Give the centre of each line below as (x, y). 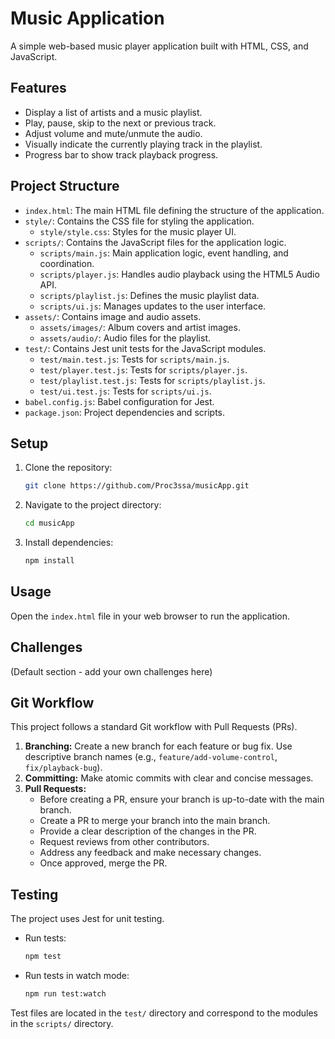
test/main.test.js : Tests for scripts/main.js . (134, 359)
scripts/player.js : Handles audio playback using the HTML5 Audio (179, 274)
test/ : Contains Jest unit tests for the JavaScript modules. (145, 348)
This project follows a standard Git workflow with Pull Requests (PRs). (154, 727)
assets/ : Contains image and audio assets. (113, 316)
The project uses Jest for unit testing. (87, 919)
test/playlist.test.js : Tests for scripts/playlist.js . (152, 380)
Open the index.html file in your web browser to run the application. (150, 616)
